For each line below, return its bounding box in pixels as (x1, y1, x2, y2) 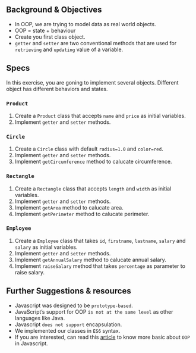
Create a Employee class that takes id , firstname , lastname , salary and (14, 237, 186, 244)
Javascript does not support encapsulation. (14, 321, 122, 328)
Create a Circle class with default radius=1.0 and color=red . (14, 145, 163, 152)
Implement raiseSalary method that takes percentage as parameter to (14, 262, 186, 270)
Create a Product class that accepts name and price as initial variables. (14, 112, 186, 119)
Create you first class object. (14, 33, 86, 40)
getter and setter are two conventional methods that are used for (14, 39, 177, 46)
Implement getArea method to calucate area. (14, 204, 124, 211)
